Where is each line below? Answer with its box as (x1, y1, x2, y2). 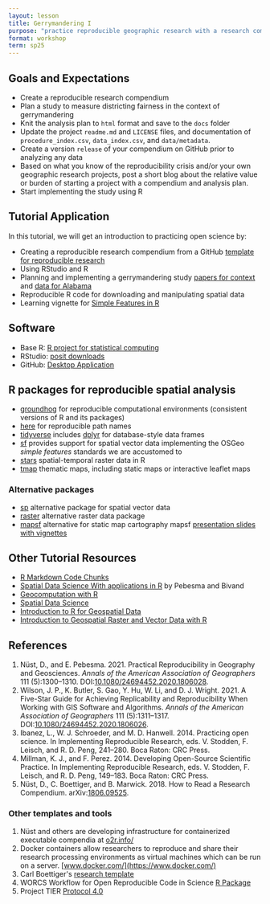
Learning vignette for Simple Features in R (19, 298, 160, 308)
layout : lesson (8, 11, 59, 20)
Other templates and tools (8, 808, 112, 820)
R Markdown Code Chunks (19, 572, 109, 583)
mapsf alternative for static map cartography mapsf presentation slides (19, 519, 256, 529)
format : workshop (8, 34, 67, 43)
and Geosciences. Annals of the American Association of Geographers (19, 669, 256, 678)
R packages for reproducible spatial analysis (8, 382, 236, 396)
